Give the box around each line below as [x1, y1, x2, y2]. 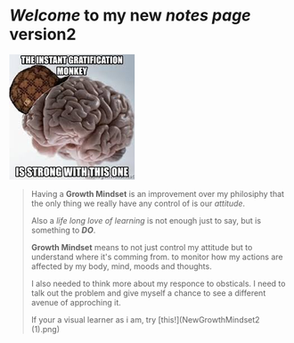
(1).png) [30, 323, 61, 334]
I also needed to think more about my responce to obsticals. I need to [30, 278, 286, 289]
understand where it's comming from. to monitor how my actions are [30, 251, 283, 262]
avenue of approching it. [30, 297, 122, 307]
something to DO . [30, 225, 96, 235]
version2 [9, 24, 77, 45]
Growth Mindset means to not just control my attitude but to [30, 241, 253, 252]
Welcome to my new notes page [9, 5, 251, 26]
